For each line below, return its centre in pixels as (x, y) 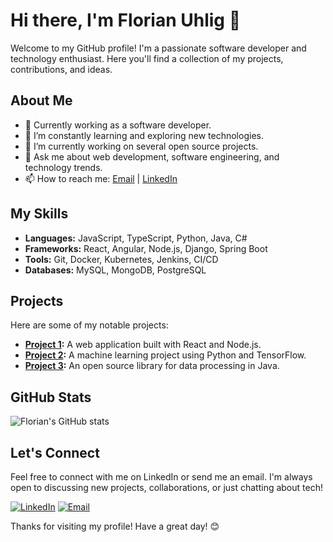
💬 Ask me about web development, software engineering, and (152, 156)
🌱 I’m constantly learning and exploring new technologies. (144, 135)
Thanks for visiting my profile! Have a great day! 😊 (115, 526)
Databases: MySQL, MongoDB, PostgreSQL (115, 270)
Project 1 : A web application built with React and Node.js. (143, 345)
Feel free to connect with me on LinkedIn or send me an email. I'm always (161, 477)
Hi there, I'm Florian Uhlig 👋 (126, 20)
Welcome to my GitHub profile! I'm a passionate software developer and (158, 48)
